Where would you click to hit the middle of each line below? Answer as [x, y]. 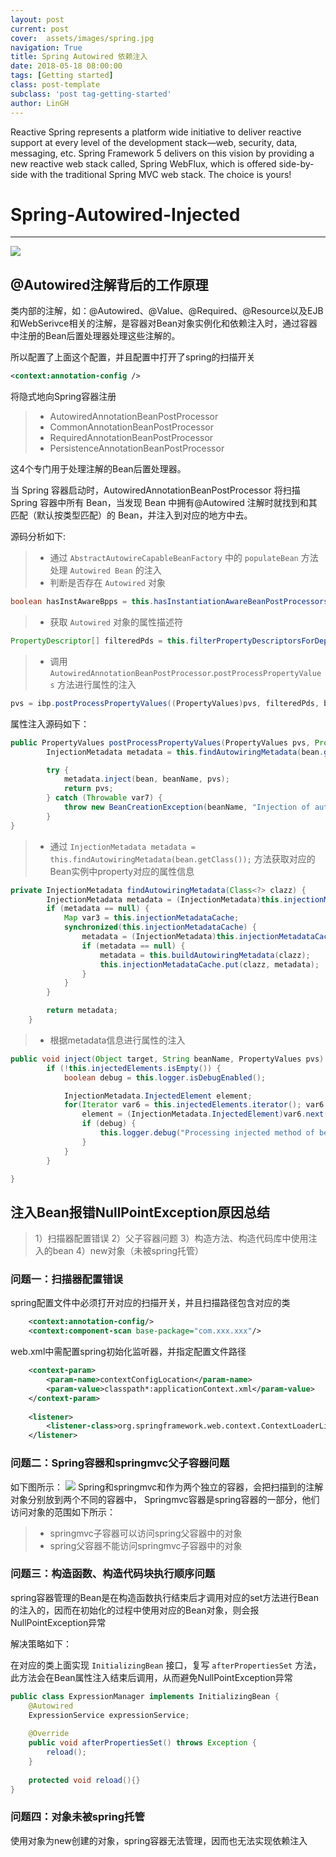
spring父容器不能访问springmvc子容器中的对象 [146, 1545]
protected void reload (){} [84, 1780]
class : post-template [55, 85]
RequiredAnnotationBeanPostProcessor [131, 438]
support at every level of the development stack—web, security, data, [154, 142]
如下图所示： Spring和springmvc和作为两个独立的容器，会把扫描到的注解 [167, 1487]
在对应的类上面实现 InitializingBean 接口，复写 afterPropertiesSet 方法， [166, 1665]
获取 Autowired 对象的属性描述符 [116, 622]
